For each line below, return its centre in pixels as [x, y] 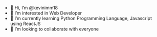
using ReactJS [25, 23]
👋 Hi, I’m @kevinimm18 [34, 8]
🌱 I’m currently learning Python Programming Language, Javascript [81, 18]
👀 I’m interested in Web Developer [46, 13]
